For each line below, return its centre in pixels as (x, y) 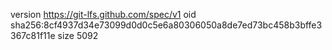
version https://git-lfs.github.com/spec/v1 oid (103, 14)
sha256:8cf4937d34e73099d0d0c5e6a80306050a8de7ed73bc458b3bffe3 (166, 25)
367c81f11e (33, 35)
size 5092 (78, 35)
